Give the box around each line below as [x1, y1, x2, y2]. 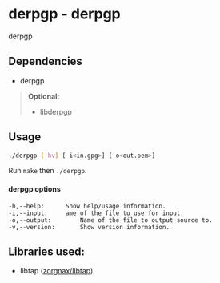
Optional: [27, 91, 60, 101]
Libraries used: [8, 245, 86, 259]
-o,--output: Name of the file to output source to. [8, 216, 214, 224]
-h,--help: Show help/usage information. [8, 202, 166, 210]
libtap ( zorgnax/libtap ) [19, 266, 94, 276]
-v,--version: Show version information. [8, 223, 170, 231]
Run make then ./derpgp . [8, 166, 87, 176]
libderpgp [39, 107, 72, 116]
